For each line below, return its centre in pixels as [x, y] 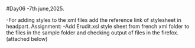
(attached [18, 39]
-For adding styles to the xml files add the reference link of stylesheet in [94, 20]
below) [39, 39]
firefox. [170, 33]
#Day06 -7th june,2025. [35, 9]
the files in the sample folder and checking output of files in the [83, 33]
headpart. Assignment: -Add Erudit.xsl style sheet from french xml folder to [98, 26]
